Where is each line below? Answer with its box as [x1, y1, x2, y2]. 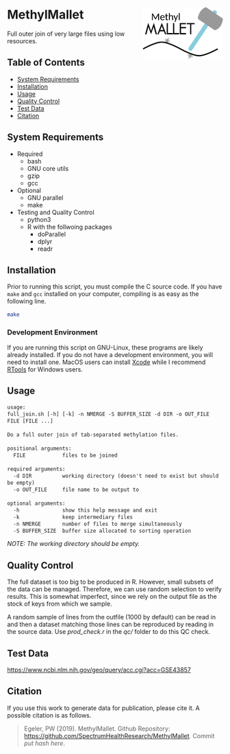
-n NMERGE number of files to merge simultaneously [13, 521, 183, 528]
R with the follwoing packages [27, 222, 113, 231]
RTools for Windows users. [7, 365, 84, 374]
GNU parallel [27, 193, 64, 202]
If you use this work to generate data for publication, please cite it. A [7, 704, 200, 712]
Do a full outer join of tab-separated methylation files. [7, 431, 179, 439]
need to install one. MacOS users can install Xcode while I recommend [7, 358, 206, 366]
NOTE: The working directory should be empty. [7, 540, 140, 548]
